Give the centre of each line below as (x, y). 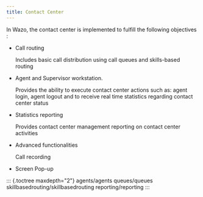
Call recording (33, 157)
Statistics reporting (39, 114)
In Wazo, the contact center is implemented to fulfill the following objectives (101, 29)
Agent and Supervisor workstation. (59, 78)
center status (32, 103)
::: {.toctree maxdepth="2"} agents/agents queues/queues (80, 180)
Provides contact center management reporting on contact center (98, 127)
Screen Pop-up (34, 168)
